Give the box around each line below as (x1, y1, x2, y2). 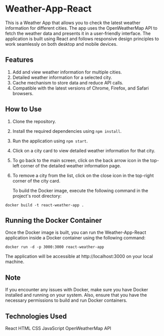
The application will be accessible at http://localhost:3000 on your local (5, 254, 153, 260)
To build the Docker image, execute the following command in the (12, 187, 148, 194)
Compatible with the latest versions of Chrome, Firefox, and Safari (12, 85, 149, 91)
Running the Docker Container (5, 216, 102, 224)
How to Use (5, 105, 42, 114)
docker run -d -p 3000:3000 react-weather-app (5, 244, 104, 249)
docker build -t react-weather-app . (5, 202, 84, 208)
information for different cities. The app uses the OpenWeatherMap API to (5, 25, 158, 31)
